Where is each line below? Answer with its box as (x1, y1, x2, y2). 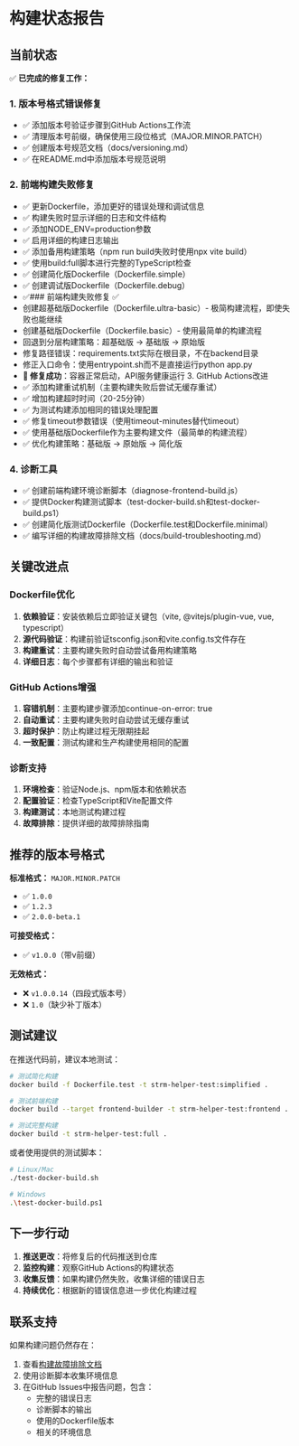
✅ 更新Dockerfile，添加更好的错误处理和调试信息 (22, 201, 205, 211)
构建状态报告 (9, 8, 106, 29)
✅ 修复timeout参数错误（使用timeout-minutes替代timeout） (22, 415, 244, 426)
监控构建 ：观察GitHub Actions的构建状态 (22, 1263, 174, 1273)
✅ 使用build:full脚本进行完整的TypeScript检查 (22, 257, 192, 268)
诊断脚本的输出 (35, 1404, 92, 1415)
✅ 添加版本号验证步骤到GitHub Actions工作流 (22, 119, 192, 131)
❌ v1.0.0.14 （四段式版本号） (22, 987, 131, 999)
